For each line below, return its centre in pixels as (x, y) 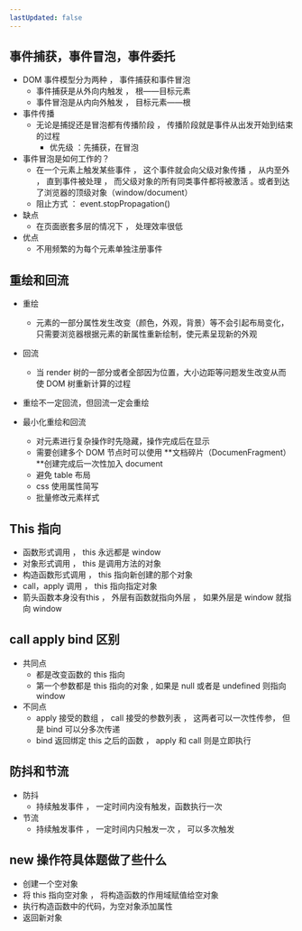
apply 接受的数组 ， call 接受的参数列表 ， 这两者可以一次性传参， (158, 717)
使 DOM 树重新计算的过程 (83, 383)
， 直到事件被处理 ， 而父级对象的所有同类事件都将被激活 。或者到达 (163, 181)
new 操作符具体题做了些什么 (88, 860)
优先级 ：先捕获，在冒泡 (94, 147)
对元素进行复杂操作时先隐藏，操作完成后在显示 (123, 441)
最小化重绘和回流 (54, 422)
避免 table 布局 (64, 475)
